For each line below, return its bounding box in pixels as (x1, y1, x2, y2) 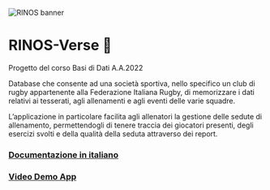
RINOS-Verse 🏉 (8, 37, 112, 54)
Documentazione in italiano (8, 149, 119, 160)
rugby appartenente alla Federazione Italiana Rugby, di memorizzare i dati (8, 87, 255, 97)
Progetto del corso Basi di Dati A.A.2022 (8, 63, 144, 72)
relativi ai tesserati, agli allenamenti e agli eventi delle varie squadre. (8, 96, 236, 106)
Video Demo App (8, 171, 77, 182)
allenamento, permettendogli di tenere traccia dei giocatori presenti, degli (8, 120, 254, 130)
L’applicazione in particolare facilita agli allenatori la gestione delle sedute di (8, 111, 263, 121)
